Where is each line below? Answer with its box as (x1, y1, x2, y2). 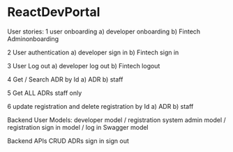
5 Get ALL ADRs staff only (7, 89, 82, 97)
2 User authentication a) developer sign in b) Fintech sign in (7, 48, 179, 56)
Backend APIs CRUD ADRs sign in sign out (7, 137, 129, 145)
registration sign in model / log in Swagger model (7, 123, 149, 131)
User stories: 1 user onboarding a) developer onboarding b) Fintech (7, 27, 201, 36)
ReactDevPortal (7, 4, 100, 20)
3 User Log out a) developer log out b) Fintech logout (7, 61, 160, 70)
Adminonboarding (7, 34, 59, 43)
